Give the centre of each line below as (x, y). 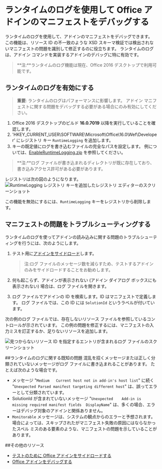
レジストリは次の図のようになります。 (43, 179)
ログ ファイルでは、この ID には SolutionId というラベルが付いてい (88, 302)
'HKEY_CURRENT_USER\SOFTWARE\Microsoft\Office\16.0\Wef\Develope (84, 134)
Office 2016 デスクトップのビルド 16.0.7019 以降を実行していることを (81, 123)
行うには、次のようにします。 (51, 243)
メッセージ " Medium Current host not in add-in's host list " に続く (83, 380)
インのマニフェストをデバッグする (81, 22)
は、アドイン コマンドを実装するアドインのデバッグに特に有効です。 (73, 54)
